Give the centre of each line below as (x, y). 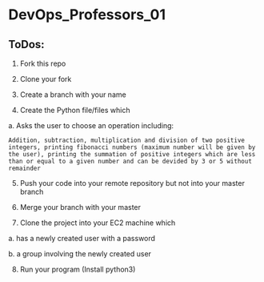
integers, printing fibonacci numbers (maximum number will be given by (132, 147)
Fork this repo (43, 63)
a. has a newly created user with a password (82, 238)
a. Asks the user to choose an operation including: (91, 125)
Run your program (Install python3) (78, 269)
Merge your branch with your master (80, 207)
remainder (25, 168)
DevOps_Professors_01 (87, 15)
